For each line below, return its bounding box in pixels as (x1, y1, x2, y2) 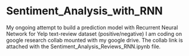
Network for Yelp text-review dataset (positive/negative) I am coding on (6, 30, 182, 37)
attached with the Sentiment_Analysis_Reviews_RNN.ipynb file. (6, 43, 161, 50)
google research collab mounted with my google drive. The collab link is (6, 36, 183, 43)
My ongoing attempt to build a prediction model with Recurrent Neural (6, 24, 178, 31)
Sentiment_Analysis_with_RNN (6, 4, 163, 18)
